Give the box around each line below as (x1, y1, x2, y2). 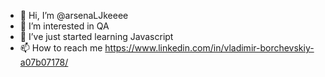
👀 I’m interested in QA (19, 20, 110, 32)
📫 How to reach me (19, 42, 103, 54)
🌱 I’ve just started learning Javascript (19, 31, 174, 42)
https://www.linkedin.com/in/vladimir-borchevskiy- (104, 42, 315, 54)
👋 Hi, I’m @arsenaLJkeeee (19, 10, 129, 21)
